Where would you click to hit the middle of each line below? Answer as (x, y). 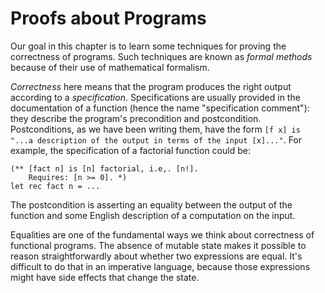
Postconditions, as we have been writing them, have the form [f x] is (155, 129)
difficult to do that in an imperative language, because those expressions (160, 266)
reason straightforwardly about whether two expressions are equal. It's (156, 256)
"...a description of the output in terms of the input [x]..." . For (156, 139)
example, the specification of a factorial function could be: (130, 150)
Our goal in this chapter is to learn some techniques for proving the (148, 46)
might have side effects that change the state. (105, 277)
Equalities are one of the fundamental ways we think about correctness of (162, 234)
